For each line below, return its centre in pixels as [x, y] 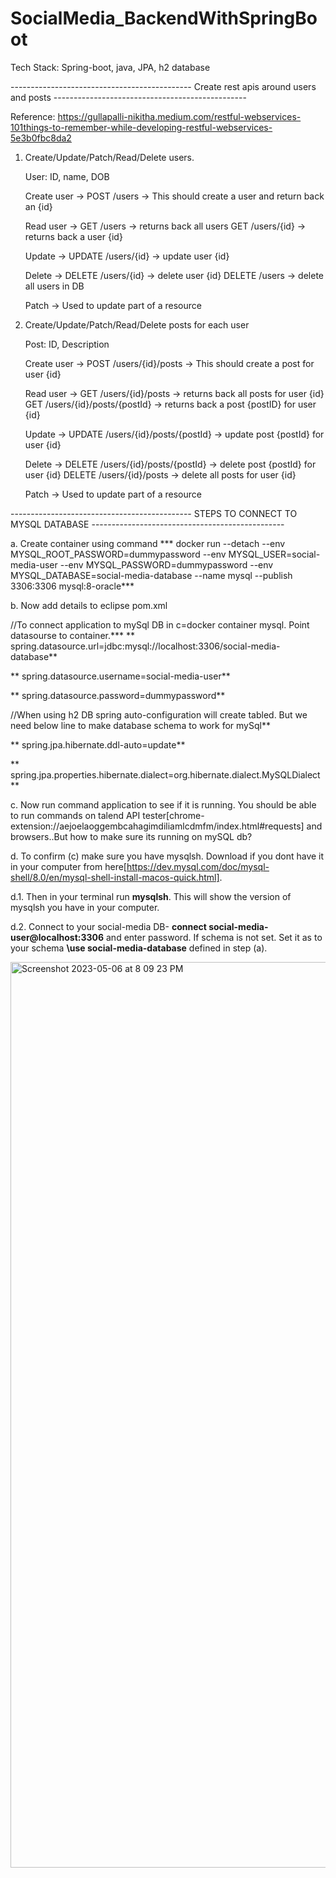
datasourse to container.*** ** [72, 635]
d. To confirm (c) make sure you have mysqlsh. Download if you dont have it [167, 856]
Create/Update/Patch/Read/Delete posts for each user [137, 324]
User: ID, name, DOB [67, 176]
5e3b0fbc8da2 [41, 138]
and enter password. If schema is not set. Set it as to [214, 937]
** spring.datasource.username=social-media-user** [120, 676]
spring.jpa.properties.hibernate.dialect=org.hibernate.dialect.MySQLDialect [165, 774]
